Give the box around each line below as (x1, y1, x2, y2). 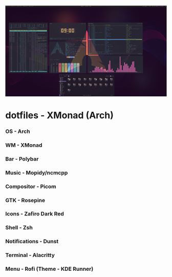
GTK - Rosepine (5, 196, 46, 204)
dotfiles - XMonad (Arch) (5, 109, 114, 121)
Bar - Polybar (5, 155, 39, 162)
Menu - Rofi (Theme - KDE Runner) (5, 265, 94, 272)
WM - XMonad (5, 142, 42, 149)
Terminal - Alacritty (5, 252, 55, 259)
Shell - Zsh (5, 224, 33, 231)
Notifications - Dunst (5, 238, 59, 245)
